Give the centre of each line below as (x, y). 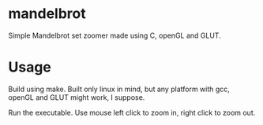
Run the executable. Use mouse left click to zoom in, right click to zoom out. (132, 112)
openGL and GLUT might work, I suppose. (77, 97)
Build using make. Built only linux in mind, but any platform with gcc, (119, 89)
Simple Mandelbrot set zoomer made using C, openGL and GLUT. (115, 35)
